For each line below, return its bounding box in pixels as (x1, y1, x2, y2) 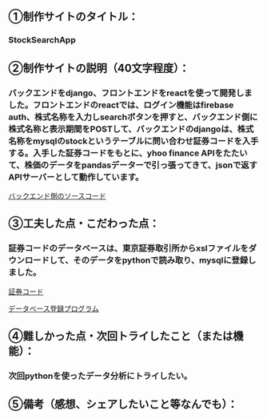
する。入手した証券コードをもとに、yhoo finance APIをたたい (8, 147, 248, 159)
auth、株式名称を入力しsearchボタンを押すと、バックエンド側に (8, 111, 258, 123)
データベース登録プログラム (8, 304, 99, 313)
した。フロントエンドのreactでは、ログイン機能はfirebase (8, 99, 234, 111)
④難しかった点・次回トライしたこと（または (8, 329, 233, 343)
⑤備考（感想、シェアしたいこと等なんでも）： (8, 397, 238, 411)
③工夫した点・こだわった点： (8, 217, 160, 231)
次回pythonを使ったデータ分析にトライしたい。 (8, 370, 193, 381)
